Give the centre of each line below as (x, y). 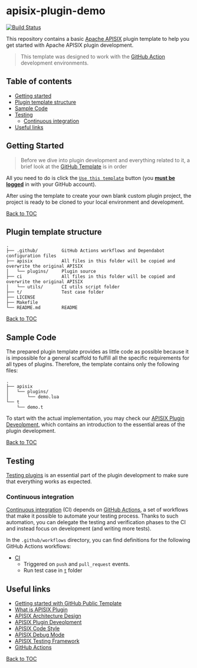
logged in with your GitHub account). (51, 184)
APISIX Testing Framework (47, 641)
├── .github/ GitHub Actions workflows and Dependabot (86, 251)
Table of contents (39, 81)
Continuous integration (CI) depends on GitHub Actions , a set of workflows (97, 510)
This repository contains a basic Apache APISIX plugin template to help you (98, 38)
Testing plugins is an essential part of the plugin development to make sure (97, 475)
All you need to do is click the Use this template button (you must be (91, 178)
